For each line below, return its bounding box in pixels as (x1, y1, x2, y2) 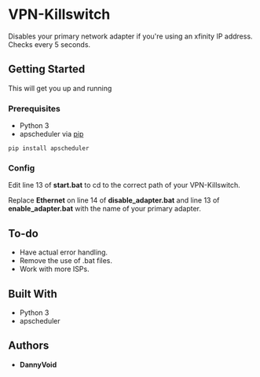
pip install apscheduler (8, 145, 90, 152)
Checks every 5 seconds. (8, 39, 91, 49)
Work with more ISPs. (19, 265, 90, 274)
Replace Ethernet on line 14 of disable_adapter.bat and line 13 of (8, 196, 220, 205)
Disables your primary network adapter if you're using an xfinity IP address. (8, 31, 253, 41)
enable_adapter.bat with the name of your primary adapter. (8, 204, 202, 214)
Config (8, 163, 35, 174)
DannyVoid (19, 360, 57, 369)
